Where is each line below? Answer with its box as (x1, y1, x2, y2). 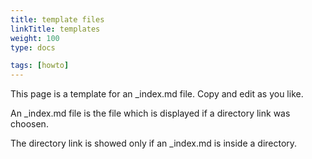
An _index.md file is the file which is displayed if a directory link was (10, 107, 291, 120)
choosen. (10, 118, 49, 130)
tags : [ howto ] (10, 61, 70, 71)
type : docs (10, 42, 56, 53)
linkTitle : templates (10, 24, 101, 34)
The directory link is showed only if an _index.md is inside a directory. (10, 137, 298, 150)
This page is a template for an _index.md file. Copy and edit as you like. (10, 88, 304, 100)
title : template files (10, 14, 105, 25)
